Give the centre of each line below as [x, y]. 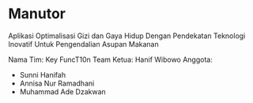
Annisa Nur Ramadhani [57, 83]
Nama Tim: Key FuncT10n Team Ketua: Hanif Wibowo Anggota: [111, 59]
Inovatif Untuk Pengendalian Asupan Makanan [84, 44]
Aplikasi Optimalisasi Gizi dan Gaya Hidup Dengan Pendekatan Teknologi [127, 36]
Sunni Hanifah [42, 74]
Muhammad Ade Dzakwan [63, 91]
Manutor [37, 14]
